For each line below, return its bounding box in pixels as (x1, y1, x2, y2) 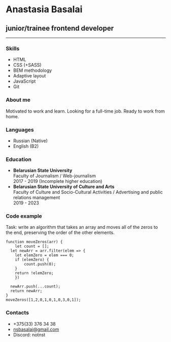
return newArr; (10, 288, 43, 294)
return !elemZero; (15, 271, 54, 276)
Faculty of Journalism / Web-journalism (13, 173, 96, 179)
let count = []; (15, 244, 50, 249)
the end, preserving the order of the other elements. (6, 229, 115, 235)
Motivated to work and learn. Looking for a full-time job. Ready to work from (6, 108, 165, 114)
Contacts (6, 309, 29, 317)
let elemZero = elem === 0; (15, 253, 74, 258)
